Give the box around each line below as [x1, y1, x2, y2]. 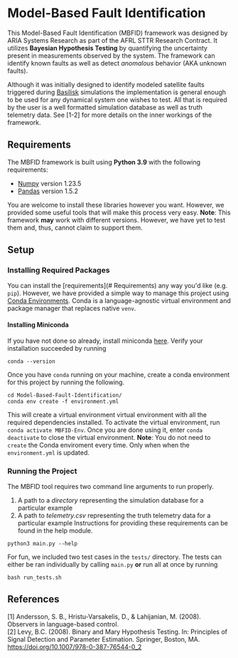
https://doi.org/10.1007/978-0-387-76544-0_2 [7, 642, 142, 651]
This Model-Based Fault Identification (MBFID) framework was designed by [7, 29, 228, 37]
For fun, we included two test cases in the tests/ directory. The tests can [7, 552, 222, 561]
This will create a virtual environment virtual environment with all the [7, 410, 207, 418]
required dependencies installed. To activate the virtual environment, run [7, 418, 220, 426]
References [7, 593, 60, 605]
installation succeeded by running [7, 344, 107, 352]
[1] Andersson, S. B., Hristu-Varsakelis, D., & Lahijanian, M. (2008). [7, 612, 201, 621]
